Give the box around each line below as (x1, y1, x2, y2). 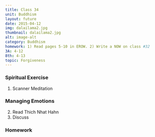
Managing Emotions (5, 97, 55, 104)
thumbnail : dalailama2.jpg (5, 30, 61, 35)
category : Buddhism (5, 40, 46, 45)
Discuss (12, 114, 29, 120)
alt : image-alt (5, 35, 37, 40)
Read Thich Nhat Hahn (12, 109, 59, 115)
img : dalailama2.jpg (5, 26, 48, 31)
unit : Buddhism (5, 12, 37, 17)
